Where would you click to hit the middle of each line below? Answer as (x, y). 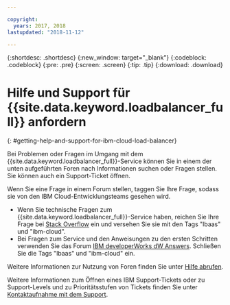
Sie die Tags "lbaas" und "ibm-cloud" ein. (76, 254)
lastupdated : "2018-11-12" (46, 32)
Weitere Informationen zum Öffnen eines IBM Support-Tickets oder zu (106, 280)
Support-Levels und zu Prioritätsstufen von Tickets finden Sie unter (102, 287)
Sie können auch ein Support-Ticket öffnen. (69, 176)
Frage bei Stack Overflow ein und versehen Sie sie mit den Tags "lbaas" (119, 224)
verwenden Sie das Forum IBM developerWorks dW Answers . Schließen (119, 246)
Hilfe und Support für (69, 93)
